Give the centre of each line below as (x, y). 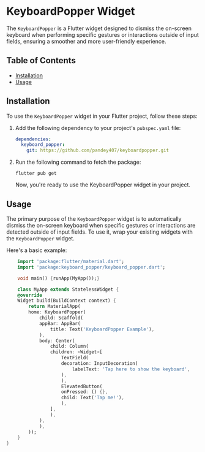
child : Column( (69, 347)
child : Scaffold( (61, 318)
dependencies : (33, 139)
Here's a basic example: (37, 250)
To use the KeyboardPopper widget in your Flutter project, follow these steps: (102, 116)
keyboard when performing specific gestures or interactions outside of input (102, 34)
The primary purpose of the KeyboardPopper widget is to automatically (94, 219)
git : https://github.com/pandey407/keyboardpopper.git (98, 151)
